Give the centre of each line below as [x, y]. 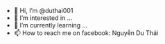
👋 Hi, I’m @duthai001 [43, 11]
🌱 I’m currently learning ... [51, 25]
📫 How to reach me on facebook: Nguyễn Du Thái [86, 33]
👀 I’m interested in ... [43, 18]
